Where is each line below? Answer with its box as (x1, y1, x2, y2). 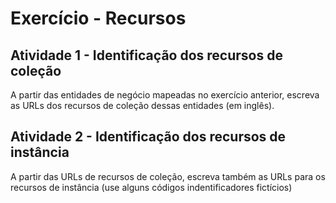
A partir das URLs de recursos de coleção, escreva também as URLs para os (10, 170, 326, 182)
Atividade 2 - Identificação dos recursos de (10, 128, 287, 146)
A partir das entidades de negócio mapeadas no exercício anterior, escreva (10, 89, 320, 101)
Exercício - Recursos (10, 7, 187, 30)
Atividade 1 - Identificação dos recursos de (10, 47, 283, 64)
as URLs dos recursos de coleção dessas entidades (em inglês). (10, 100, 275, 111)
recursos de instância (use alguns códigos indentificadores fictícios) (10, 181, 293, 193)
